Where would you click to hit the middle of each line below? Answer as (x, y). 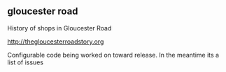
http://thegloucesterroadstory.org (56, 42)
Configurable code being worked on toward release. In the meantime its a (113, 55)
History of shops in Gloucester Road (59, 28)
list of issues (26, 62)
